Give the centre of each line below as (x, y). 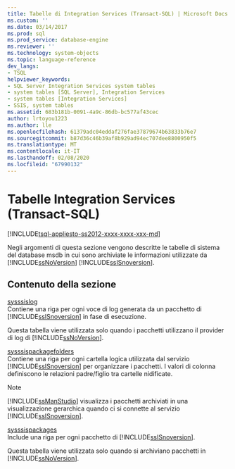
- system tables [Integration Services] (68, 99)
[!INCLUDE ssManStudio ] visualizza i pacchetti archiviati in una (98, 401)
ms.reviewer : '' (31, 46)
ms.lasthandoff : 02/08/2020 (49, 158)
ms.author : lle (30, 125)
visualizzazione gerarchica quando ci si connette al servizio (94, 408)
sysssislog (23, 301)
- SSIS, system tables (40, 106)
